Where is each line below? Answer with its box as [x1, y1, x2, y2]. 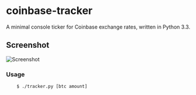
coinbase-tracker [6, 4, 93, 17]
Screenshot [6, 40, 50, 50]
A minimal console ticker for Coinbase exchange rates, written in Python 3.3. [6, 23, 191, 30]
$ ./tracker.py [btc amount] [16, 83, 88, 90]
